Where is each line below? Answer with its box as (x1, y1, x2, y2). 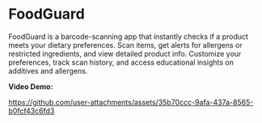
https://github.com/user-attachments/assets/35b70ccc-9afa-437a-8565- (8, 97, 254, 107)
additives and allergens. (8, 66, 88, 75)
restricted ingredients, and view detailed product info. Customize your (8, 49, 242, 58)
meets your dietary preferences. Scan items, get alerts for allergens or (8, 40, 243, 49)
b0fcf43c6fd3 (8, 106, 55, 116)
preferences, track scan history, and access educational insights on (8, 57, 235, 67)
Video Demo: (8, 82, 53, 91)
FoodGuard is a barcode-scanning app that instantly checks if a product (8, 32, 249, 41)
